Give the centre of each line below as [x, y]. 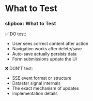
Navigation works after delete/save [47, 49]
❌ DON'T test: [19, 69]
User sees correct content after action [50, 43]
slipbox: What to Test [31, 24]
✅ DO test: [16, 34]
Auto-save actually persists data [44, 54]
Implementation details [35, 94]
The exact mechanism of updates [45, 88]
